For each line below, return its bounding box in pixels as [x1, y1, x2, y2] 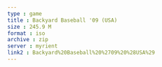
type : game [7, 10, 42, 17]
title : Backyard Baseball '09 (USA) [7, 17, 118, 24]
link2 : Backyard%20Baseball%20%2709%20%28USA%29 [7, 50, 156, 57]
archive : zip [7, 36, 49, 43]
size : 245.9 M [7, 23, 52, 30]
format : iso [7, 29, 46, 37]
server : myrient [7, 43, 58, 50]
